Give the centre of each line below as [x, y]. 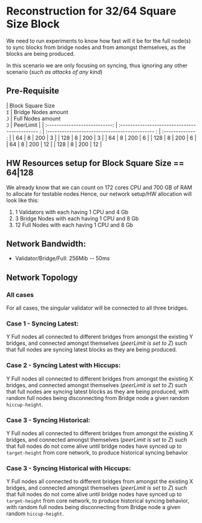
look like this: [23, 200]
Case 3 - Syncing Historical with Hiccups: [69, 468]
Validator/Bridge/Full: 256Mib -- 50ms [62, 258]
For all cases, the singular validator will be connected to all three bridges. [97, 308]
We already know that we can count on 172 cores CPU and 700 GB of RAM [99, 187]
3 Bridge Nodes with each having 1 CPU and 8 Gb [77, 218]
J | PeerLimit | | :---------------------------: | [62, 125]
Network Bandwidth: [46, 244]
